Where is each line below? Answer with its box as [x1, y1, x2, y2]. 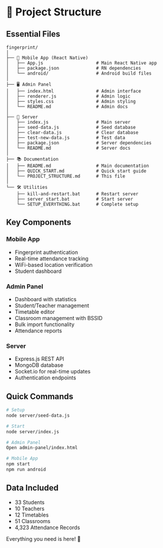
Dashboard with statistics [14, 295, 77, 302]
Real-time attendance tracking [14, 254, 89, 262]
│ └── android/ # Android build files [6, 70, 152, 76]
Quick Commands [6, 391, 74, 401]
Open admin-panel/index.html [6, 445, 78, 451]
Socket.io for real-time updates [14, 368, 91, 375]
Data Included [6, 483, 59, 493]
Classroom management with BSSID [14, 314, 103, 321]
